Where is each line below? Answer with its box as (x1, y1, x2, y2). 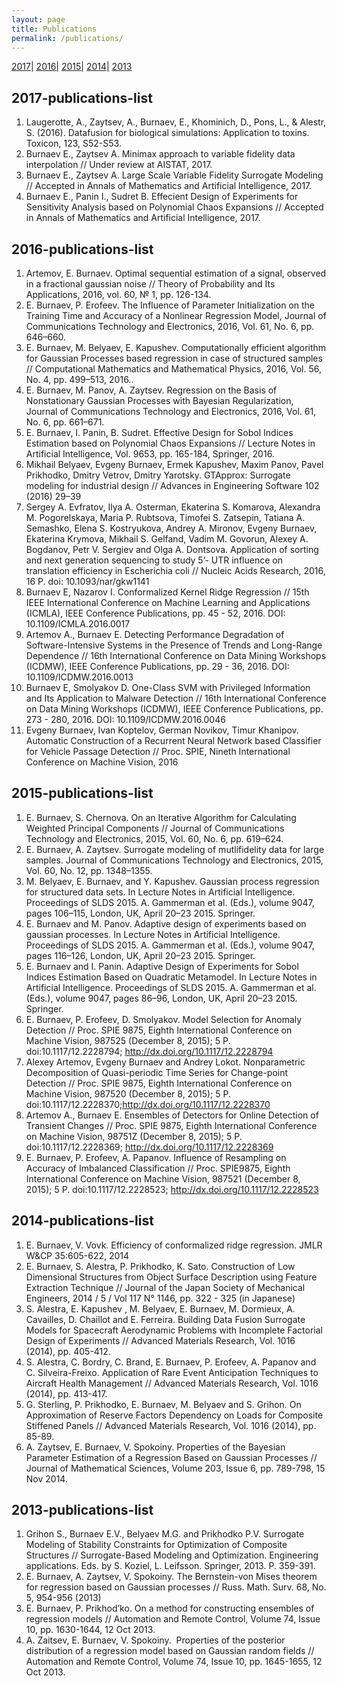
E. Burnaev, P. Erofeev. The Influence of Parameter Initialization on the (25, 299, 316, 311)
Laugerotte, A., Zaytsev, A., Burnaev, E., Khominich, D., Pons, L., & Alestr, (25, 116, 327, 128)
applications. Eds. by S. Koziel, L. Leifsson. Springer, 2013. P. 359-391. (25, 1560, 316, 1572)
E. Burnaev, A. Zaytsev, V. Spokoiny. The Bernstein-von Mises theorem (25, 1571, 318, 1583)
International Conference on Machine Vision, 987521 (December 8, (25, 1172, 301, 1185)
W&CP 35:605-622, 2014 (25, 1249, 130, 1261)
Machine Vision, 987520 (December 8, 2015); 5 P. (25, 1087, 231, 1100)
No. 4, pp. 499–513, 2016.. (25, 374, 134, 385)
